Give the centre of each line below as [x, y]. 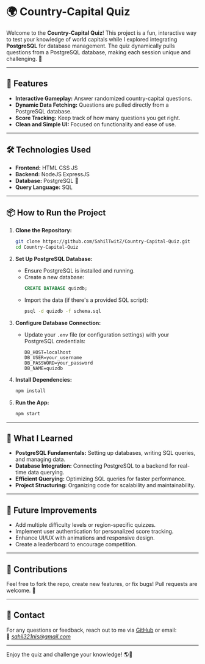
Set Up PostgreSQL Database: [54, 259]
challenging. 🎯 [24, 59]
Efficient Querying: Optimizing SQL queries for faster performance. [100, 479]
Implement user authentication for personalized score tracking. [94, 532]
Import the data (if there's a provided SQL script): [86, 300]
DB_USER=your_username [53, 357]
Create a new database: [54, 277]
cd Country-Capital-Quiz [47, 248]
